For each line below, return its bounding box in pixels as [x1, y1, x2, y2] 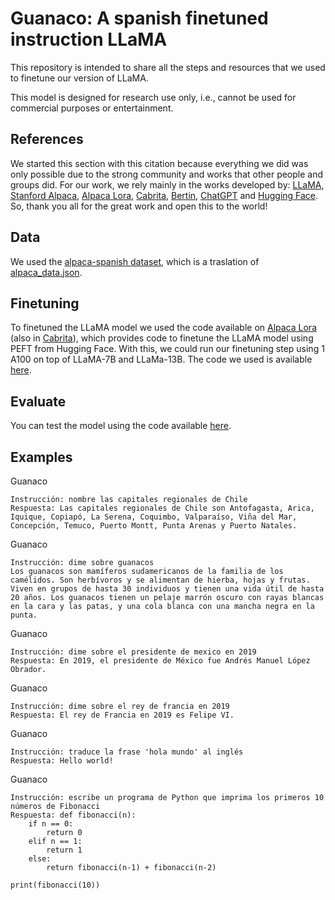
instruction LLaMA [10, 28, 168, 51]
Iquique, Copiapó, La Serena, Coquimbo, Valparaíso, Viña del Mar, [10, 512, 298, 522]
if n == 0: [28, 819, 74, 829]
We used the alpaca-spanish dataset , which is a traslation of [10, 255, 260, 267]
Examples [10, 448, 73, 466]
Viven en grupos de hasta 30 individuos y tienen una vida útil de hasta [10, 584, 325, 594]
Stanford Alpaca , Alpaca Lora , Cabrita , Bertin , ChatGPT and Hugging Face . [10, 189, 319, 201]
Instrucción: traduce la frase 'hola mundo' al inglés [10, 747, 244, 757]
